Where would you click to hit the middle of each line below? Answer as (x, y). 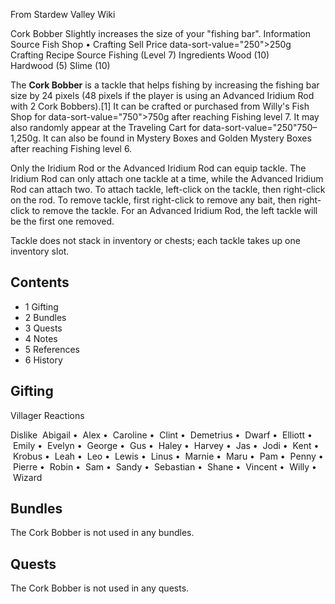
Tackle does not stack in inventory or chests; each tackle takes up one (155, 240)
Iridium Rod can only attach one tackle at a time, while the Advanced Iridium (167, 178)
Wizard (27, 477)
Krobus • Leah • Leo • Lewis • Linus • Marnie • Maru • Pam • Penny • (168, 456)
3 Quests (43, 328)
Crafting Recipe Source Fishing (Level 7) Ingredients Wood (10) (140, 55)
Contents (40, 282)
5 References (52, 349)
